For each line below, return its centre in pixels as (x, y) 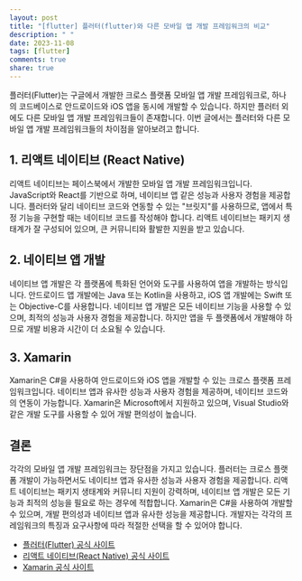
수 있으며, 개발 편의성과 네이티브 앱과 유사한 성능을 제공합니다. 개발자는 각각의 (146, 514)
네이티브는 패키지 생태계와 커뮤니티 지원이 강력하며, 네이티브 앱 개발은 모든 (150, 492)
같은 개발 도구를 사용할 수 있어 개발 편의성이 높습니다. (103, 414)
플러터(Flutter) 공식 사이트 (69, 545)
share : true (32, 69)
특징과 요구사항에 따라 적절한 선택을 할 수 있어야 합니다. (145, 526)
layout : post (34, 18)
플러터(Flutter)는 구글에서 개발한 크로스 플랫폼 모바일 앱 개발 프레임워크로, (140, 95)
